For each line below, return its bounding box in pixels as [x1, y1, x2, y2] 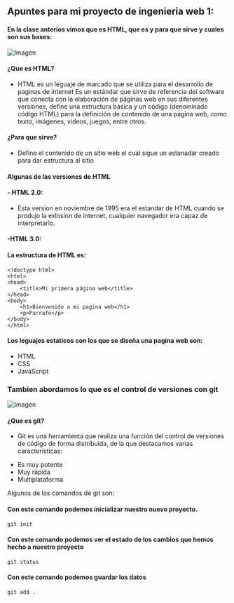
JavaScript [17, 367, 49, 375]
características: [17, 447, 63, 455]
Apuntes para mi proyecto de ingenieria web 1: [7, 6, 214, 18]
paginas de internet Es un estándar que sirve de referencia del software [17, 87, 225, 95]
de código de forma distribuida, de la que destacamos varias [17, 440, 193, 448]
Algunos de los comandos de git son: [7, 489, 115, 497]
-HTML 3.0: [7, 235, 42, 243]
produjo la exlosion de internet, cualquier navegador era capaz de [17, 211, 208, 219]
